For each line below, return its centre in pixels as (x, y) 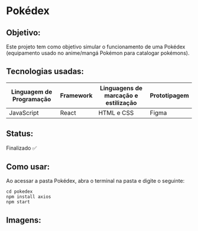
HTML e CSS (116, 113)
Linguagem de (32, 91)
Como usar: (28, 167)
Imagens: (24, 220)
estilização (121, 103)
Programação (32, 99)
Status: (20, 134)
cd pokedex (19, 192)
